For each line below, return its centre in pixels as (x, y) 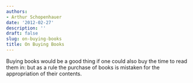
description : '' (26, 28)
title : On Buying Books (35, 45)
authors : (17, 11)
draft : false (22, 34)
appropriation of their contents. (44, 74)
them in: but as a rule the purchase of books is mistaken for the (83, 67)
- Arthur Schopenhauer (34, 17)
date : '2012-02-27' (30, 22)
